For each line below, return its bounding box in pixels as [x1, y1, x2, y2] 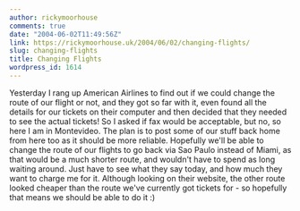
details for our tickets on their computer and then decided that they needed [9, 106, 287, 117]
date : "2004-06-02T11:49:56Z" [9, 30, 123, 38]
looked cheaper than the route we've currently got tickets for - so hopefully [9, 182, 287, 193]
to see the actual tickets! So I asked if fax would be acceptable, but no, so [9, 115, 282, 126]
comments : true [9, 21, 66, 30]
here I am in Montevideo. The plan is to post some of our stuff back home [9, 125, 280, 136]
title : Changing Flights [9, 55, 102, 63]
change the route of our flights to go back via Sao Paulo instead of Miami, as [9, 144, 292, 155]
